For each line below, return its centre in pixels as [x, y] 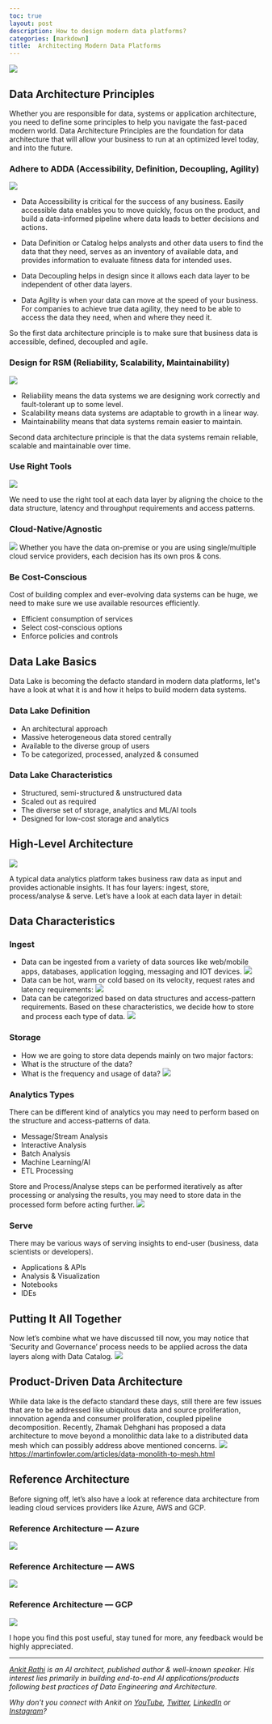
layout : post [31, 23]
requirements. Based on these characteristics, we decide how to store [137, 1007]
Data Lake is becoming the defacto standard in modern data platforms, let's [135, 682]
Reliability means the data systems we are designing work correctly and [140, 395]
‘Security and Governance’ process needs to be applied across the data [128, 1347]
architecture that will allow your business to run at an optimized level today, [134, 139]
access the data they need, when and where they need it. [116, 317]
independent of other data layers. [76, 285]
